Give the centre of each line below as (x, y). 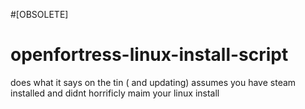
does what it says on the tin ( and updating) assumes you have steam (153, 82)
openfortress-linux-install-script (149, 55)
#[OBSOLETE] (39, 14)
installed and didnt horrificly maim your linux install (115, 93)
